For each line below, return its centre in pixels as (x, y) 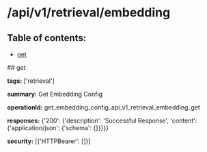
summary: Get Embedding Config (55, 94)
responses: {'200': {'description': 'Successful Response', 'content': (102, 121)
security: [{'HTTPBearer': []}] (49, 141)
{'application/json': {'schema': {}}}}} (58, 128)
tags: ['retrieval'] (31, 81)
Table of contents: (47, 38)
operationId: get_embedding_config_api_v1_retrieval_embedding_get (104, 107)
